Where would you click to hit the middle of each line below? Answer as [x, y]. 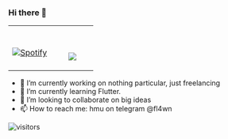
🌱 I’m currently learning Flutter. [70, 92]
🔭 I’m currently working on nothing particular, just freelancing [120, 83]
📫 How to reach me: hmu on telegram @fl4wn [96, 109]
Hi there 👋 [28, 13]
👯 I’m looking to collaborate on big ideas [85, 100]
